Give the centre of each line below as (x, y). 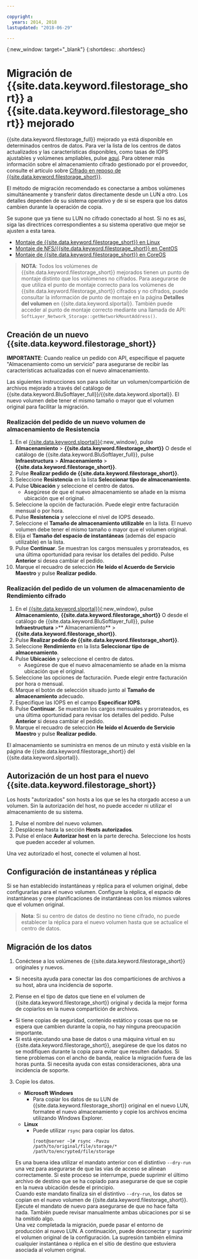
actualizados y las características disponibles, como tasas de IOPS (88, 152)
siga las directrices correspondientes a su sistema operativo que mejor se (96, 225)
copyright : (20, 16)
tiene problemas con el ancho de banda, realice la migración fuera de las (103, 1058)
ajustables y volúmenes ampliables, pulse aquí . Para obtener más (86, 158)
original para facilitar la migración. (48, 407)
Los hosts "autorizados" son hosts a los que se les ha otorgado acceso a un (99, 799)
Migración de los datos (49, 947)
